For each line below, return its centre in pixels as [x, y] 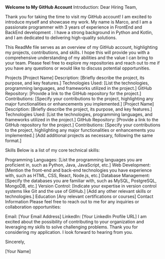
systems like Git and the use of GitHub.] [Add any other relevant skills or [78, 191]
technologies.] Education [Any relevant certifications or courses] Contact [79, 196]
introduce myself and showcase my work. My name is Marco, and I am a [79, 22]
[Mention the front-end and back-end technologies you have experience [79, 170]
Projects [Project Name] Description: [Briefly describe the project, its [75, 78]
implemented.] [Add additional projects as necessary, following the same [79, 135]
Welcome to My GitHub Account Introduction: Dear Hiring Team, [71, 7]
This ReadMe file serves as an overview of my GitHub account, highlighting [82, 47]
